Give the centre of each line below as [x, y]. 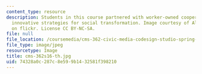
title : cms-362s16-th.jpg [38, 56]
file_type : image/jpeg [35, 45]
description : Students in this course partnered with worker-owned [93, 17]
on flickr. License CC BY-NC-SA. [54, 28]
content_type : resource [36, 12]
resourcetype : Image [32, 51]
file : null [20, 34]
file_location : [25, 39]
